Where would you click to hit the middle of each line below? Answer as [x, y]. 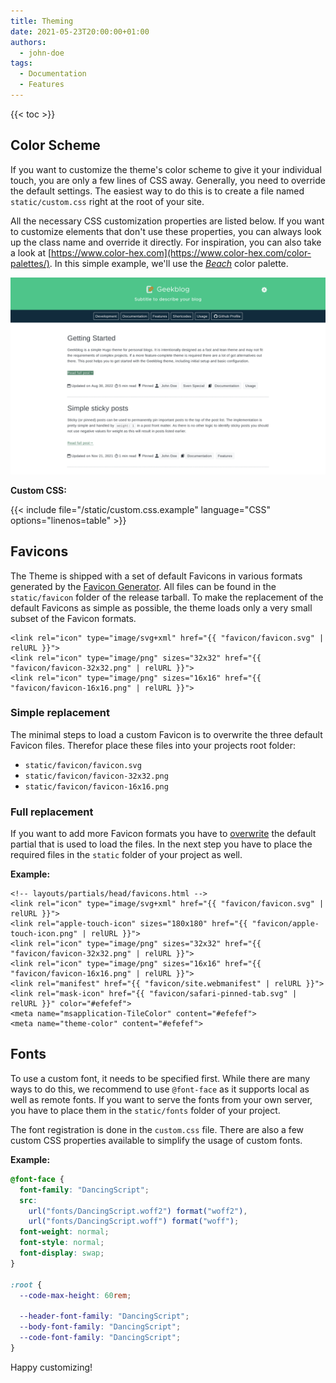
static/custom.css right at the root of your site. [107, 201]
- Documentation [53, 74]
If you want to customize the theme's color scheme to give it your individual [166, 169]
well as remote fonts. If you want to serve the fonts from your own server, [161, 1099]
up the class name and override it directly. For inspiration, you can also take [166, 242]
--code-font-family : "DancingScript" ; [100, 1338]
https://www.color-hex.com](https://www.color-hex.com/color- [181, 252]
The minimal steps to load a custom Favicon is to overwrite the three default [166, 734]
